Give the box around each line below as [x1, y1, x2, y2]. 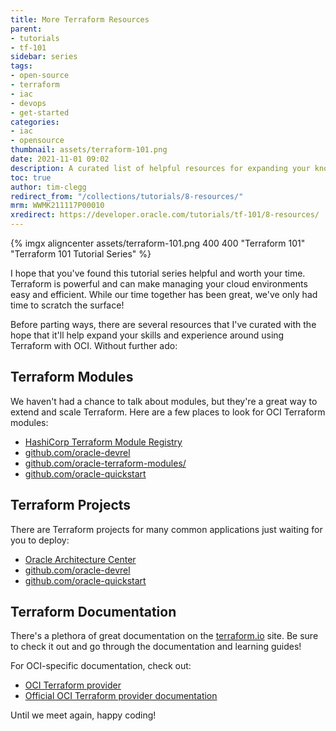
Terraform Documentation [10, 604, 177, 621]
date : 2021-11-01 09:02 [10, 154, 110, 164]
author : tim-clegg [10, 182, 87, 192]
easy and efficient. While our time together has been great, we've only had [10, 289, 318, 300]
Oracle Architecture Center [24, 553, 137, 565]
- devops [10, 98, 47, 108]
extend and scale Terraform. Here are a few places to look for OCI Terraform [10, 406, 326, 418]
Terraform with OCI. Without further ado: [10, 340, 178, 351]
